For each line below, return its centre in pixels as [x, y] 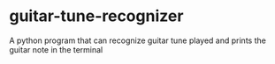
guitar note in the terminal [56, 49]
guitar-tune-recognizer [96, 16]
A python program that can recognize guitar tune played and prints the [138, 40]
